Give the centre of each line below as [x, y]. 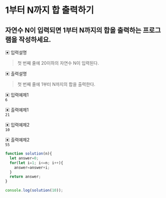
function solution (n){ [29, 154]
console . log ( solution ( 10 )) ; [34, 191]
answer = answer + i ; [32, 168]
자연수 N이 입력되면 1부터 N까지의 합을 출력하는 [73, 30]
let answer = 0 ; [24, 158]
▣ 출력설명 [16, 74]
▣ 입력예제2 [17, 125]
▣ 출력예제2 [17, 140]
